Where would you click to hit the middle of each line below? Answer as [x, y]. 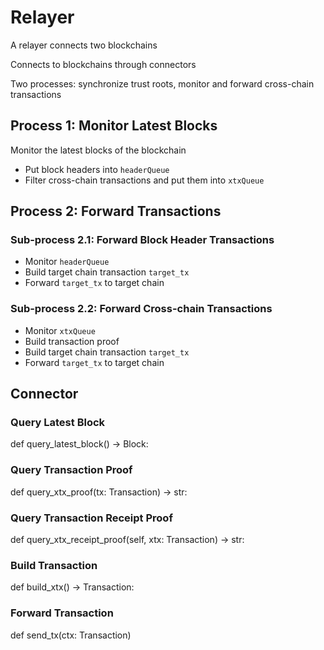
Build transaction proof [72, 341]
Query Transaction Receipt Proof [91, 518]
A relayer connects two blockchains [84, 45]
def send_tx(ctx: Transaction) [71, 635]
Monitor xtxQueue [60, 330]
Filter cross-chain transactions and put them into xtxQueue [144, 180]
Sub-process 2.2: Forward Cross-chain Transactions [141, 309]
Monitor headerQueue [67, 262]
